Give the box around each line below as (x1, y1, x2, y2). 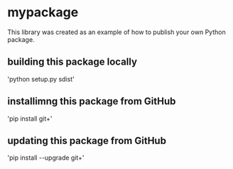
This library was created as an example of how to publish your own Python (7, 28, 226, 36)
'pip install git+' (7, 114, 53, 123)
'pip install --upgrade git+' (7, 153, 85, 162)
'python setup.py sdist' (7, 75, 75, 83)
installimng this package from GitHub (7, 95, 176, 107)
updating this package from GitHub (7, 134, 167, 146)
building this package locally (7, 56, 137, 68)
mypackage (7, 4, 79, 21)
